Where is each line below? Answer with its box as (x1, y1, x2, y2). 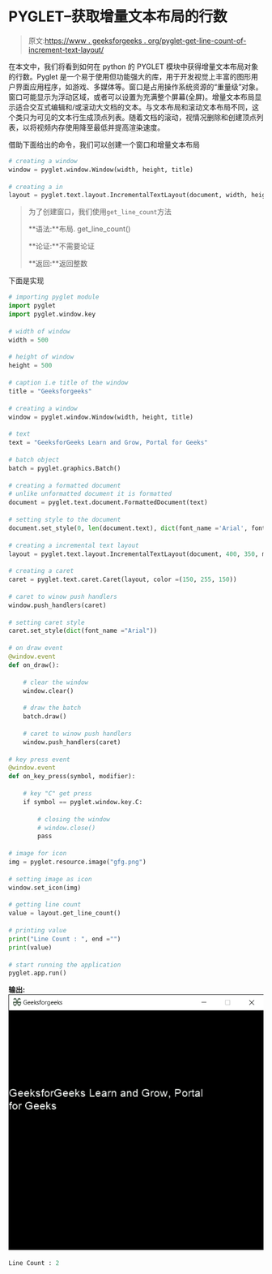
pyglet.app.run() (8, 969, 67, 978)
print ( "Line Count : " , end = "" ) (8, 935, 121, 943)
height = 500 (8, 362, 53, 370)
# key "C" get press (23, 790, 92, 798)
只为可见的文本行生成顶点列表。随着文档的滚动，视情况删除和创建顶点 (22, 112, 257, 122)
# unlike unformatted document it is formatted (8, 490, 172, 498)
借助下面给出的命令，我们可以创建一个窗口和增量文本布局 (8, 140, 200, 149)
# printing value (8, 927, 67, 935)
